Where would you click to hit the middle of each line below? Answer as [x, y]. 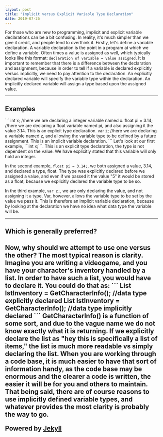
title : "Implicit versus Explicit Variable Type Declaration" [69, 14]
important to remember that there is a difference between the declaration [78, 63]
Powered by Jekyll [33, 428]
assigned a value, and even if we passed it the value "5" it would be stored [80, 176]
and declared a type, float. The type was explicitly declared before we [75, 171]
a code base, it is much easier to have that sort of [81, 361]
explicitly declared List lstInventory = [62, 300]
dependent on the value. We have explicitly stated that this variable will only [81, 151]
